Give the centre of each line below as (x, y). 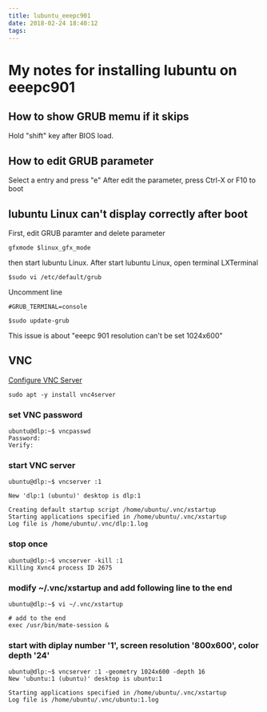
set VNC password (46, 414)
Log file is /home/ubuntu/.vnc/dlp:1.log (78, 524)
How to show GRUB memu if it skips (99, 116)
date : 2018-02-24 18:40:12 (53, 23)
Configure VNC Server (45, 380)
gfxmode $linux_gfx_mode (50, 248)
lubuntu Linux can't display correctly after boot (128, 214)
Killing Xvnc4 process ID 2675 (60, 568)
